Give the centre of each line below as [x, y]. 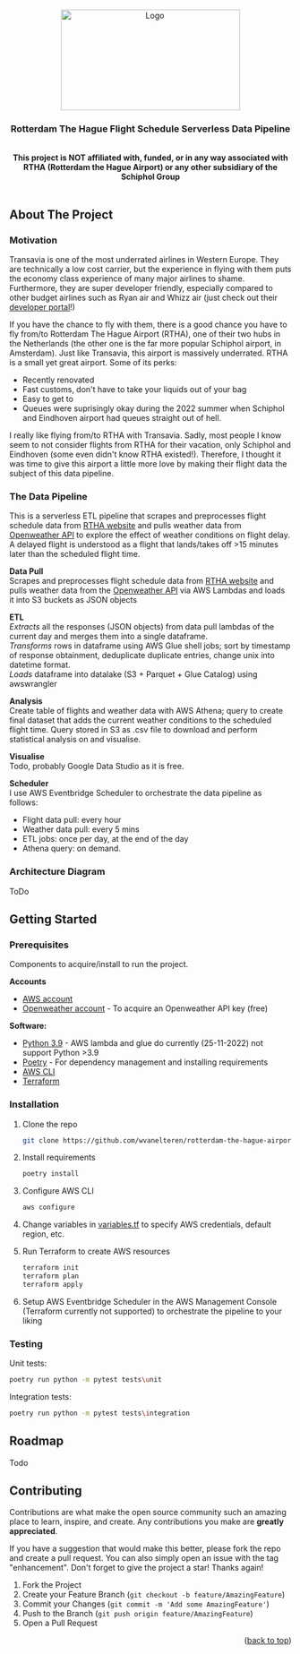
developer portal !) [43, 307]
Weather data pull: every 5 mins [81, 829]
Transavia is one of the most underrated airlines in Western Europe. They [144, 259]
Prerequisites [39, 945]
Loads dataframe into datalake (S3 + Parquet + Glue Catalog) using [133, 674]
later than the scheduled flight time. [75, 554]
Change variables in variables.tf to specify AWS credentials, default [146, 1225]
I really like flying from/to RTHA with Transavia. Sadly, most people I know [146, 435]
